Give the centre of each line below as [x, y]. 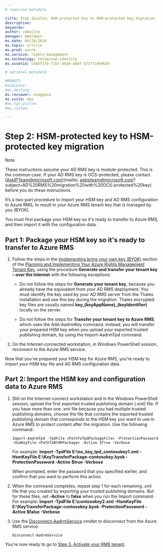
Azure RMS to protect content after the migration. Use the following [80, 424]
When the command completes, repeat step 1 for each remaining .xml [82, 486]
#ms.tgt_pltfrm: [21, 103]
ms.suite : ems [19, 99]
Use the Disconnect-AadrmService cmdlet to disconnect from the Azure [84, 521]
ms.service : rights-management [37, 54]
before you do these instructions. [38, 190]
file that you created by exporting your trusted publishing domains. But [83, 491]
